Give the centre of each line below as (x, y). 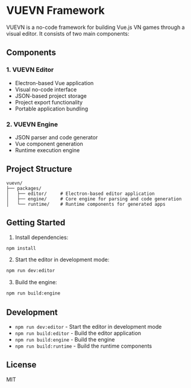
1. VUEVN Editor (30, 70)
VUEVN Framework (55, 11)
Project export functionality (49, 102)
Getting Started (36, 223)
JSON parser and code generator (56, 137)
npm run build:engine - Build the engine (65, 339)
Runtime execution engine (47, 150)
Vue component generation (49, 144)
